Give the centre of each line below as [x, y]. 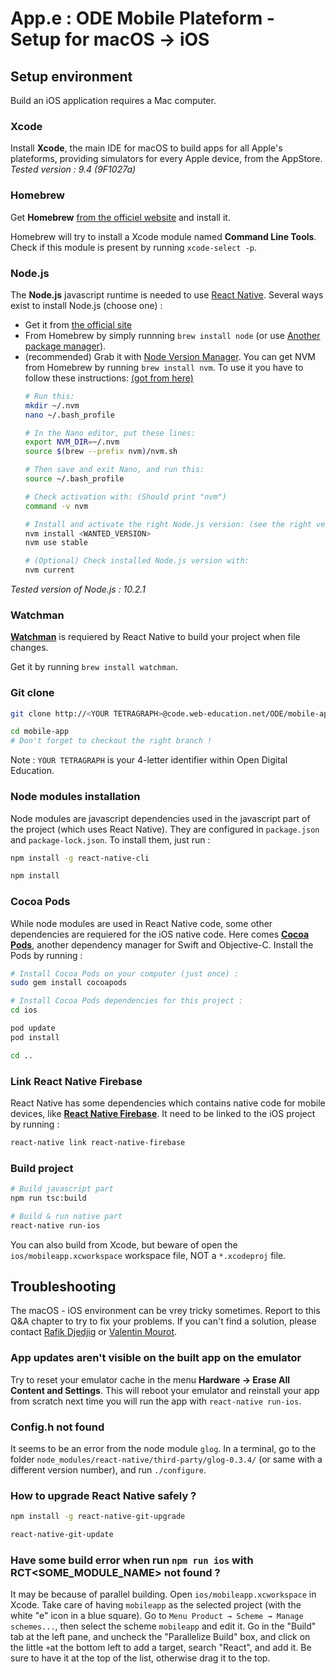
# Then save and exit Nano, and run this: [114, 470]
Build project [42, 1168]
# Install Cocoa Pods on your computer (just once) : [125, 973]
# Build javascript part [62, 1189]
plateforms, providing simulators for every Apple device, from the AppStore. [166, 159]
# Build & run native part [66, 1216]
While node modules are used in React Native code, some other [141, 923]
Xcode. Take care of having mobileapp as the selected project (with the [156, 1605]
